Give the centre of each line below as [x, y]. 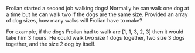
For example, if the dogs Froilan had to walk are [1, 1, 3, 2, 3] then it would [95, 32]
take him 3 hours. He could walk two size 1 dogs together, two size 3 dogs [95, 38]
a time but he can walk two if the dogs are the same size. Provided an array [97, 14]
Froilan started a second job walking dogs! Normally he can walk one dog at [97, 8]
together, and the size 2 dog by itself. [51, 44]
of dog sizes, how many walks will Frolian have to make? [74, 20]
